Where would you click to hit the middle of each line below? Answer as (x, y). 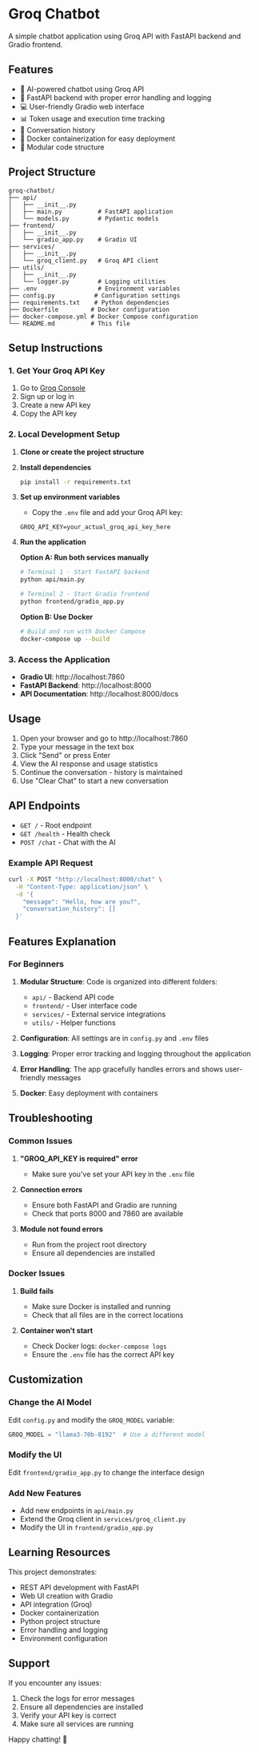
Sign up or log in (47, 397)
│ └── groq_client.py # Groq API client (84, 261)
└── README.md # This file (69, 323)
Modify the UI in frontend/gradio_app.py (86, 1527)
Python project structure (60, 1621)
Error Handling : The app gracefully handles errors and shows (122, 1069)
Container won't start (56, 1330)
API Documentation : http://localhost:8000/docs (99, 693)
